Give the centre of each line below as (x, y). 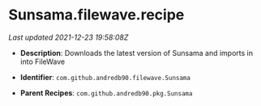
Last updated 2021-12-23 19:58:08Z (68, 37)
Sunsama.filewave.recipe (96, 15)
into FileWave (43, 61)
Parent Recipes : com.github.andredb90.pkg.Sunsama (106, 93)
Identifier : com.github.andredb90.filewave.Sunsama (105, 77)
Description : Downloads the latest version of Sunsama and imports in (137, 53)
